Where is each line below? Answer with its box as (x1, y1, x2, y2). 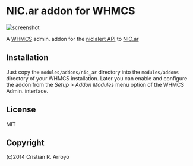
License (6, 105, 36, 115)
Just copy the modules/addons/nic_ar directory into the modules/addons (6, 68, 179, 76)
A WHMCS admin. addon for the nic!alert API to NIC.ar (6, 35, 139, 42)
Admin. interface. (6, 87, 49, 95)
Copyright (6, 137, 45, 148)
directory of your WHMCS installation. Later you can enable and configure (6, 74, 188, 82)
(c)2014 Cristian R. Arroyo (6, 154, 69, 161)
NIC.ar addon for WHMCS (6, 4, 135, 18)
